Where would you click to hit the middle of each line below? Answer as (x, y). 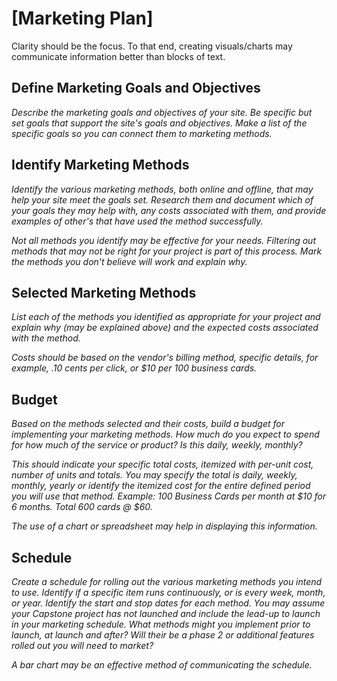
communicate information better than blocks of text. (118, 56)
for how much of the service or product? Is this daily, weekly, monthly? (157, 445)
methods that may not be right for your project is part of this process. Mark (167, 251)
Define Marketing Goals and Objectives (136, 88)
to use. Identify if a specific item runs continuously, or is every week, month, (168, 592)
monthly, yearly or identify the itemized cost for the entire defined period (161, 486)
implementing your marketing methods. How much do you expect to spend (165, 434)
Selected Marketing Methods (104, 292)
